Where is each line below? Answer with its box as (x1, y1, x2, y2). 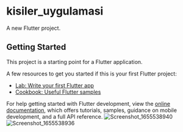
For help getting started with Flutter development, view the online (6, 100, 171, 107)
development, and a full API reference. (6, 113, 103, 120)
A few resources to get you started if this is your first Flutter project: (6, 70, 177, 77)
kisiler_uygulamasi (6, 4, 104, 18)
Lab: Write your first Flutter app (15, 82, 95, 89)
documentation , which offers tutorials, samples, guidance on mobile (6, 106, 177, 114)
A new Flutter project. (6, 24, 61, 32)
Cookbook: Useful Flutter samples (15, 88, 101, 96)
